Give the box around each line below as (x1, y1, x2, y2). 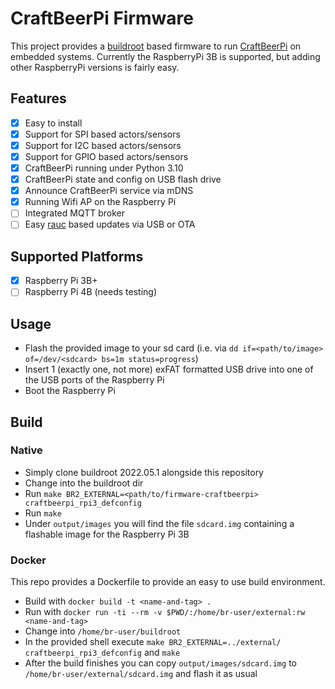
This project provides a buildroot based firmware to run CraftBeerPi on (10, 40, 302, 52)
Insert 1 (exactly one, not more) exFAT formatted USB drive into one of (24, 363, 314, 376)
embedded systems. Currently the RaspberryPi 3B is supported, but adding (10, 50, 321, 62)
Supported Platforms (10, 248, 144, 265)
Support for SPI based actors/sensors (24, 128, 181, 140)
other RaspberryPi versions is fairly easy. (10, 61, 180, 73)
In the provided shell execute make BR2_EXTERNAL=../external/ (24, 636, 282, 648)
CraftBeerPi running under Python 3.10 (24, 162, 184, 174)
